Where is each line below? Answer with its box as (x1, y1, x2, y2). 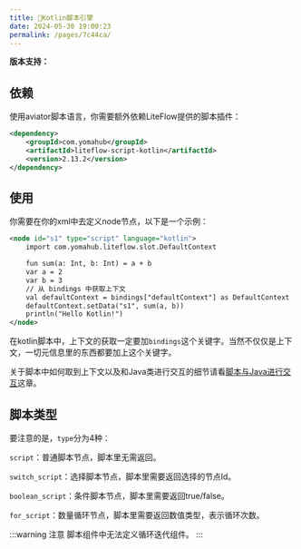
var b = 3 (25, 276, 63, 285)
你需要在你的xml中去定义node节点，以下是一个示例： (9, 216, 209, 227)
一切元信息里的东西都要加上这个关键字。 (24, 347, 177, 358)
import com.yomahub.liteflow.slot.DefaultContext (25, 242, 218, 252)
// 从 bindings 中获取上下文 (25, 284, 126, 293)
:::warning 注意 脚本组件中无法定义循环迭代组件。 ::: (9, 528, 204, 540)
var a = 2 (25, 268, 63, 277)
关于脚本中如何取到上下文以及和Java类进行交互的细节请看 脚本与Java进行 (9, 367, 284, 377)
